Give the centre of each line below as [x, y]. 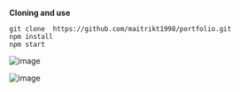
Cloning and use [40, 13]
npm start [27, 44]
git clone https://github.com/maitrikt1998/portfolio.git [120, 29]
